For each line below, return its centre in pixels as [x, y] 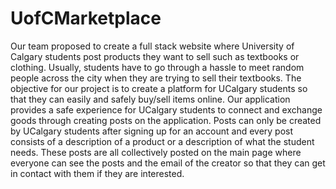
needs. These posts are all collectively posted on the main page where [156, 152]
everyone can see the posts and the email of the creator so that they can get [168, 163]
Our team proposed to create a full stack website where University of [152, 46]
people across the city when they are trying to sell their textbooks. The [156, 78]
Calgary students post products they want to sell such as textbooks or [155, 56]
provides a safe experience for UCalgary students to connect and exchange [166, 109]
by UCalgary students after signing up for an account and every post [152, 131]
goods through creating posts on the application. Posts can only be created [166, 120]
